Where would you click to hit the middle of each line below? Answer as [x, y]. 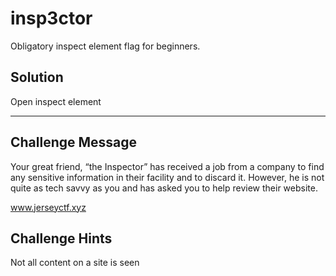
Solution [37, 77]
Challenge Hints [61, 238]
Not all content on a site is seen [75, 263]
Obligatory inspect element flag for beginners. [105, 46]
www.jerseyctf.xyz [48, 207]
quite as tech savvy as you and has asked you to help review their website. [164, 188]
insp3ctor [51, 18]
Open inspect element [56, 101]
